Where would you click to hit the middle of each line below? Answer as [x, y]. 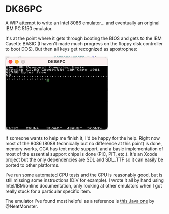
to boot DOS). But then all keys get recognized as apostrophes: [71, 49]
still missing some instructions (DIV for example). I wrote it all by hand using [85, 180]
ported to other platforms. [32, 165]
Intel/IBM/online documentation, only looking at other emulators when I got [84, 185]
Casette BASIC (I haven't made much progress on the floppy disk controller [84, 43]
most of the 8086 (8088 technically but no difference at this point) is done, [84, 143]
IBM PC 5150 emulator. [29, 28]
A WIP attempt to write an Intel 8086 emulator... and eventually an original [82, 23]
